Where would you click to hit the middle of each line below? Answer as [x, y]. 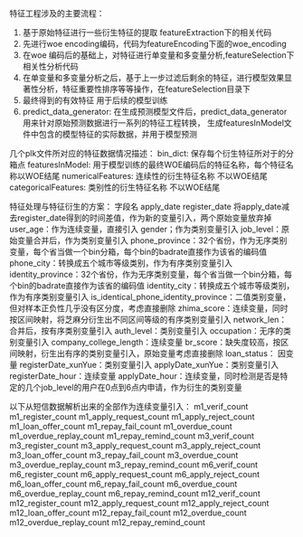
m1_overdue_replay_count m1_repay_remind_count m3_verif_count [132, 436]
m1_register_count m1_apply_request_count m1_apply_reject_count [132, 417]
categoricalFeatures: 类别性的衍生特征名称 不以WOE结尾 [114, 187]
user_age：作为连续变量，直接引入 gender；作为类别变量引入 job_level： [146, 229]
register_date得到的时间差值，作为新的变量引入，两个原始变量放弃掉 [144, 218]
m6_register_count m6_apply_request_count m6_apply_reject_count [135, 474]
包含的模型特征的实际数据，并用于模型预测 [118, 134]
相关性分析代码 [50, 66]
